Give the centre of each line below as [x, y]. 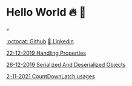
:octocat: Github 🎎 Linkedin [40, 41]
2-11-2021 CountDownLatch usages [51, 76]
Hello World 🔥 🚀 [46, 12]
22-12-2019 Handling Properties [46, 53]
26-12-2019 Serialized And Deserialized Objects [66, 64]
